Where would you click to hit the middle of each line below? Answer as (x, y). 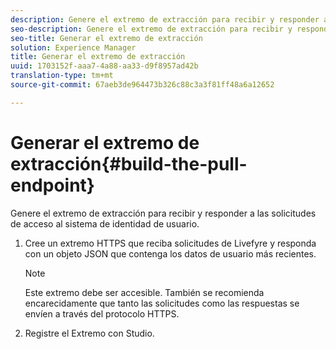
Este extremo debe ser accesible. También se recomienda (144, 292)
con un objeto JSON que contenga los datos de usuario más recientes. (170, 253)
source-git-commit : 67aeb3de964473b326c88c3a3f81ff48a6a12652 (142, 85)
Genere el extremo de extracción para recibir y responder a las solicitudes (163, 213)
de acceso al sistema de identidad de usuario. (105, 223)
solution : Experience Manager (73, 47)
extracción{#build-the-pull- (129, 163)
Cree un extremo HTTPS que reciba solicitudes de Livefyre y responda (170, 243)
